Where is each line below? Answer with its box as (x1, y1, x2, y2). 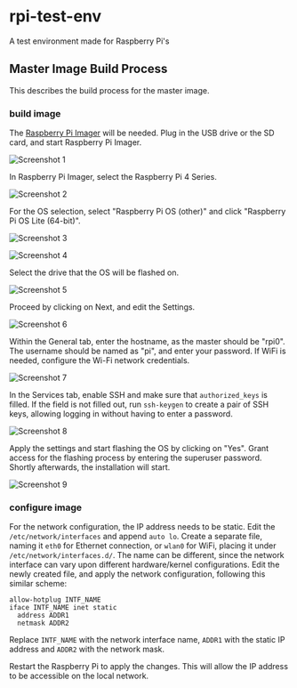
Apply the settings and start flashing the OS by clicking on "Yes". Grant (9, 443, 269, 454)
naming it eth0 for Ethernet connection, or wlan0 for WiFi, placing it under (9, 540, 277, 551)
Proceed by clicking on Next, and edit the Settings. (9, 302, 196, 312)
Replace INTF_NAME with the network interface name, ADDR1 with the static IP (9, 635, 285, 645)
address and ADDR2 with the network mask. (9, 643, 165, 655)
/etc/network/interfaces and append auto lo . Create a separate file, (9, 531, 263, 542)
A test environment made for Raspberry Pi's (9, 36, 170, 46)
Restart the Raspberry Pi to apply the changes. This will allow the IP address (9, 661, 289, 672)
